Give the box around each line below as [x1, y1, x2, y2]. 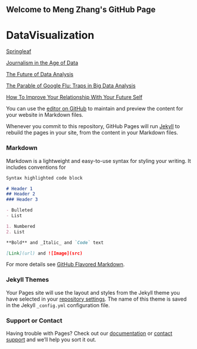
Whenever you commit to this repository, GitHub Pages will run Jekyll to [6, 123, 181, 130]
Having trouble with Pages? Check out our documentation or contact [6, 330, 172, 337]
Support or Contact [6, 316, 63, 324]
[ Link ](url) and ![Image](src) [6, 250, 83, 256]
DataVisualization [6, 28, 95, 42]
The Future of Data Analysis [6, 71, 74, 78]
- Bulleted [6, 207, 33, 213]
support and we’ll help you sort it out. [6, 336, 96, 343]
